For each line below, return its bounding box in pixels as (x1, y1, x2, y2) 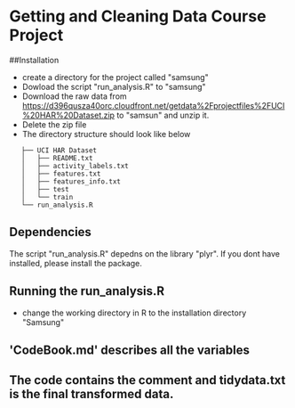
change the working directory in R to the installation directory (21, 307, 247, 318)
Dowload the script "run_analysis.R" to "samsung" (21, 81, 206, 92)
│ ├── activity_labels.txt (20, 161, 129, 170)
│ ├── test (20, 184, 69, 193)
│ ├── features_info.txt (20, 176, 122, 186)
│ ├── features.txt (20, 169, 101, 178)
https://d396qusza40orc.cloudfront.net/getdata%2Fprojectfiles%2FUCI (21, 100, 285, 110)
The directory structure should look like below (21, 128, 191, 139)
